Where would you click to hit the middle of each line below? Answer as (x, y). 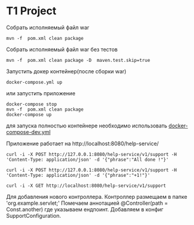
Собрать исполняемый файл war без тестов (62, 49)
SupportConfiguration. (34, 215)
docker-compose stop (32, 104)
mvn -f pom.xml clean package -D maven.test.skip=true (78, 60)
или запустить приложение (41, 93)
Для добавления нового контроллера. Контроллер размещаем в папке (97, 196)
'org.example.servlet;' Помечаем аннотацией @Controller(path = (87, 203)
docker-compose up (29, 114)
